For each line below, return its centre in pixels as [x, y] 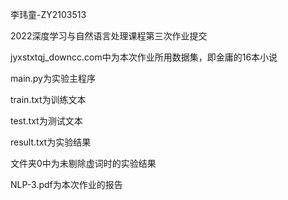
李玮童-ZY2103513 [48, 14]
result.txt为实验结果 [51, 142]
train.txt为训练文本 [48, 99]
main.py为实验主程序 [53, 78]
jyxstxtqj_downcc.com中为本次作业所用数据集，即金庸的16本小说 [144, 57]
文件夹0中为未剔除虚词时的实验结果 [83, 163]
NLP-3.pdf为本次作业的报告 [66, 184]
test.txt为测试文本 [46, 121]
